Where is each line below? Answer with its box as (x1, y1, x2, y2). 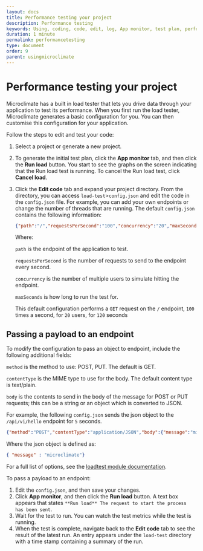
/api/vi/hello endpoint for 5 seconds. (6, 418, 102, 425)
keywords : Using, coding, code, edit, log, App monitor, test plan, (6, 25, 182, 32)
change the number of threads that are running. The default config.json (14, 204, 195, 212)
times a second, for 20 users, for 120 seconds (14, 311, 128, 319)
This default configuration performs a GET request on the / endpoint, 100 (14, 305, 195, 312)
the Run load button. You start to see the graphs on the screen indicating (14, 161, 197, 168)
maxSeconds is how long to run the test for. (14, 293, 119, 301)
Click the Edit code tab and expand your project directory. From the (14, 185, 184, 192)
